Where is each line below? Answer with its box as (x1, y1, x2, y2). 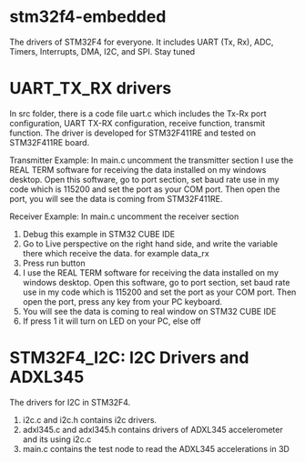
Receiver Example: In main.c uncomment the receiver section (9, 211, 239, 222)
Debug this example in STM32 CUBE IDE (22, 228, 176, 239)
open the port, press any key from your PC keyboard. (22, 296, 223, 306)
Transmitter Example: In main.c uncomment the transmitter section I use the (9, 155, 294, 166)
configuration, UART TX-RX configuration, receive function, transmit (9, 117, 266, 128)
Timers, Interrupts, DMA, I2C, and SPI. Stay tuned (9, 45, 196, 56)
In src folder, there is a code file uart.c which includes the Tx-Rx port (9, 107, 267, 119)
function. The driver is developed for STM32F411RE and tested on (9, 127, 257, 138)
